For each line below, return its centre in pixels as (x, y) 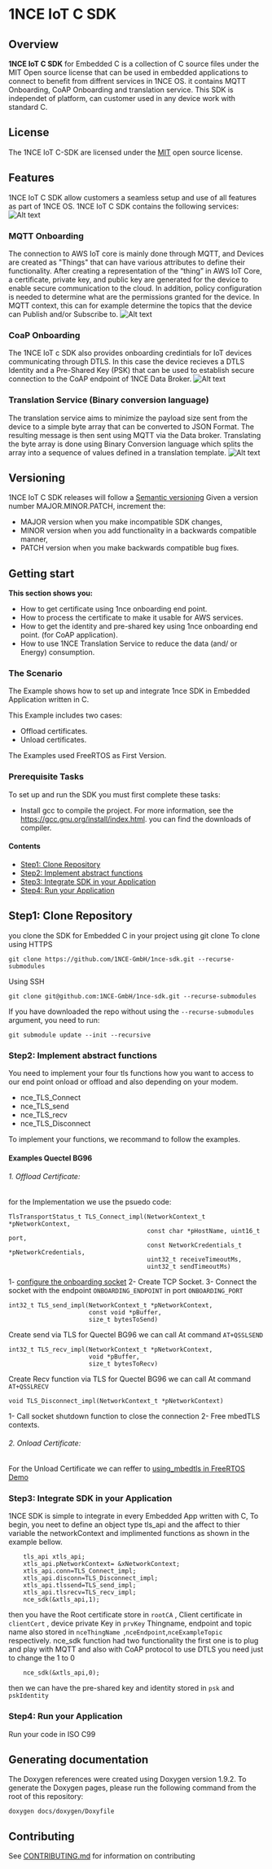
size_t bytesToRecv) (123, 1364)
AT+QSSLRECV (29, 1386)
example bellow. (35, 1542)
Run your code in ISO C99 (52, 1734)
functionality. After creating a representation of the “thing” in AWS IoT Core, (135, 270)
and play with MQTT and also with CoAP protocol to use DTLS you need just (136, 1649)
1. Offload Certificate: (44, 1177)
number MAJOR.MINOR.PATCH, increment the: (87, 507)
